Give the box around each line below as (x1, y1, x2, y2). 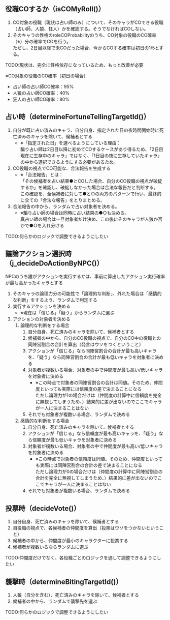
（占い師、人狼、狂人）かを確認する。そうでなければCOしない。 (12, 25, 149, 32)
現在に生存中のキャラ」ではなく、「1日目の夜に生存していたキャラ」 (20, 152, 162, 159)
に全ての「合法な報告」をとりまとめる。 (20, 197, 105, 203)
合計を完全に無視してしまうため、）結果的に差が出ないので (35, 475, 158, 481)
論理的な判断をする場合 (20, 322, 70, 329)
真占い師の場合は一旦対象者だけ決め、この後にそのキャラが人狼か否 (20, 216, 163, 222)
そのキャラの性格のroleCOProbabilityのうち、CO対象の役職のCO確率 (12, 32, 156, 38)
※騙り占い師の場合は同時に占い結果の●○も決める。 (20, 210, 129, 216)
